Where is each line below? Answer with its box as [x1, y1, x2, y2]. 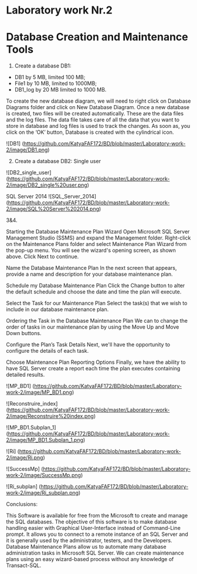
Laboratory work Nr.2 [6, 4, 113, 17]
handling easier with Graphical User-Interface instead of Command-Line [6, 525, 181, 532]
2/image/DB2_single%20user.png [6, 181, 88, 188]
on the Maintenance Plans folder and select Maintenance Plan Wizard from [6, 241, 187, 248]
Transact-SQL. [6, 562, 42, 569]
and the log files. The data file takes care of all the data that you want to [6, 116, 180, 123]
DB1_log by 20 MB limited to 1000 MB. [14, 86, 107, 93]
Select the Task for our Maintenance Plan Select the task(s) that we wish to [6, 300, 188, 307]
